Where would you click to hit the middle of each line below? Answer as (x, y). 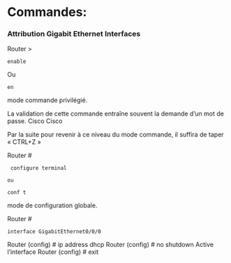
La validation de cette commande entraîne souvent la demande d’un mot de (116, 114)
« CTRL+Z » (24, 142)
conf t (17, 193)
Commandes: (47, 12)
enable (17, 62)
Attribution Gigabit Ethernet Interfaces (74, 34)
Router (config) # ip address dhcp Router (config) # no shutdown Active (111, 245)
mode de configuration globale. (52, 205)
